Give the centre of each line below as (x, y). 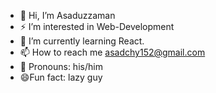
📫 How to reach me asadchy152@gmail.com (112, 52)
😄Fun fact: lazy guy (61, 77)
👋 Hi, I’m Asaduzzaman (67, 15)
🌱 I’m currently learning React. (82, 41)
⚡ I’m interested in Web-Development (97, 26)
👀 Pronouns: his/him (61, 66)
